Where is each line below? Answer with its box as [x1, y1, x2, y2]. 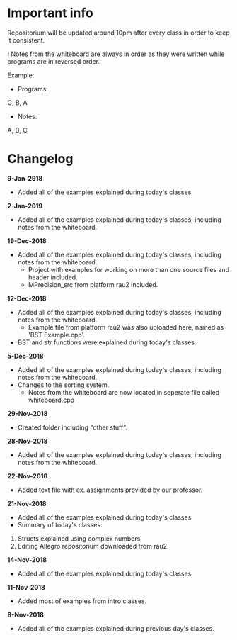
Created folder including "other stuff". [17, 423, 128, 432]
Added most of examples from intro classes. [17, 597, 147, 605]
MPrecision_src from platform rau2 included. [28, 280, 158, 288]
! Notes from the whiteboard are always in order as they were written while [7, 50, 225, 58]
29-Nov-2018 [7, 409, 48, 417]
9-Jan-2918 [7, 174, 43, 182]
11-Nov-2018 [7, 583, 46, 591]
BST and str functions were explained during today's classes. [17, 338, 197, 347]
